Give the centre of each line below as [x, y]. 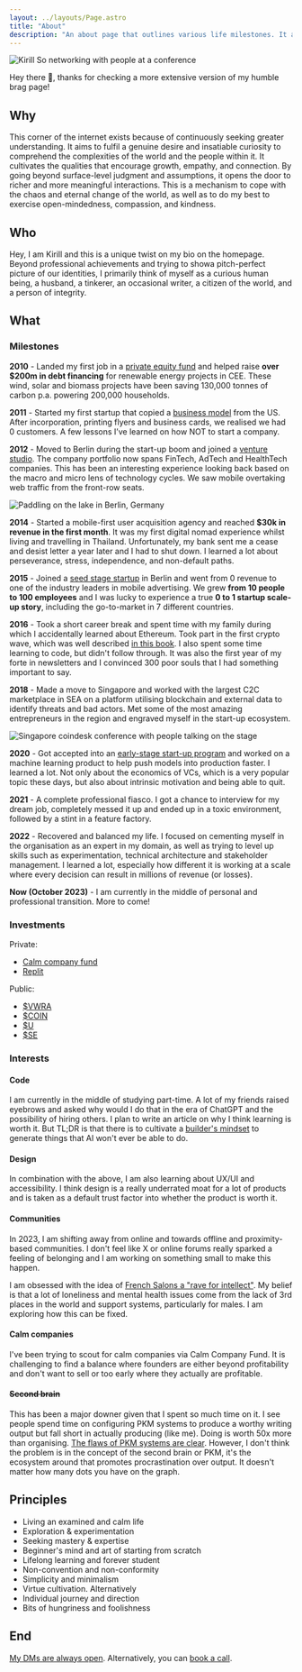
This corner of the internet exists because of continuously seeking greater [147, 137]
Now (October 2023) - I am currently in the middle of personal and [133, 891]
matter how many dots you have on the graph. [95, 1471]
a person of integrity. [48, 292]
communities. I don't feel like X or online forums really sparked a [153, 1248]
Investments [37, 925]
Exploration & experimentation [78, 1531]
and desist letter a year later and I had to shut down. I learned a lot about [144, 551]
